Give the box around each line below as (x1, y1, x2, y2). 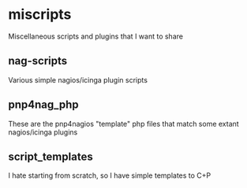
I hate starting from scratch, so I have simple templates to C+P (8, 171, 211, 180)
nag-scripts (8, 54, 68, 68)
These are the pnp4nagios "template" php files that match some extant (8, 119, 239, 128)
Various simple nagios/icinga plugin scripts (8, 75, 148, 84)
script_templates (8, 149, 93, 163)
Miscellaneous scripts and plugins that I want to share (8, 31, 184, 41)
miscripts (8, 6, 72, 24)
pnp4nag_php (8, 98, 79, 112)
